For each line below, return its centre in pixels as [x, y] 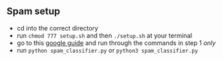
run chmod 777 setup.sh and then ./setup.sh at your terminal [104, 35]
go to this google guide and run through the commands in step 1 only [116, 43]
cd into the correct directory [58, 28]
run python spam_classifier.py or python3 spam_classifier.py [107, 50]
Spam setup [33, 11]
